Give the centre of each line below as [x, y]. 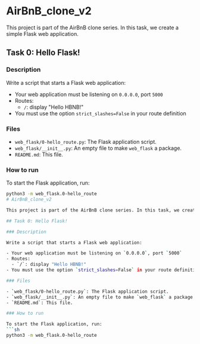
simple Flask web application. [42, 33]
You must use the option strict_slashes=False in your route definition [100, 113]
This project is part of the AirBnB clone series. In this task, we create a [93, 27]
